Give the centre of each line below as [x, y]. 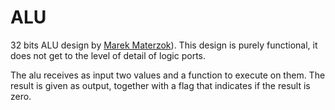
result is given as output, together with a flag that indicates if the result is [160, 85]
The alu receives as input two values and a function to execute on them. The [168, 75]
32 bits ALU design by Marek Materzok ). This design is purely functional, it [164, 45]
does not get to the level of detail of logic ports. [108, 55]
